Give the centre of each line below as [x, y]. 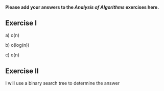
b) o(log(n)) [17, 45]
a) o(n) [12, 35]
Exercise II [22, 71]
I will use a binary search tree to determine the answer [63, 83]
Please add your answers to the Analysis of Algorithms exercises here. [82, 7]
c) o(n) [12, 55]
